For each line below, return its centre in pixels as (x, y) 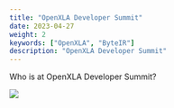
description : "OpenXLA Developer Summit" (88, 51)
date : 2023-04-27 (42, 26)
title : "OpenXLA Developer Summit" (76, 18)
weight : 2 (28, 34)
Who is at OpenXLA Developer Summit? (83, 76)
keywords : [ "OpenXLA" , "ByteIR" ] (72, 43)
